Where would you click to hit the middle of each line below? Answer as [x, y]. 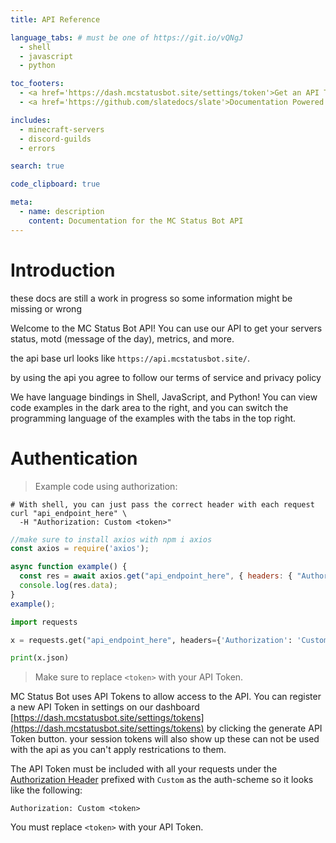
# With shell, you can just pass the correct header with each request [162, 504]
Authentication [74, 458]
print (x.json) [40, 658]
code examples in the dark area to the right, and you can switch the [149, 407]
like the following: [46, 790]
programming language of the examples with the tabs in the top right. [153, 418]
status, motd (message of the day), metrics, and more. [122, 338]
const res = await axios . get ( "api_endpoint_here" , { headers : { [156, 576]
